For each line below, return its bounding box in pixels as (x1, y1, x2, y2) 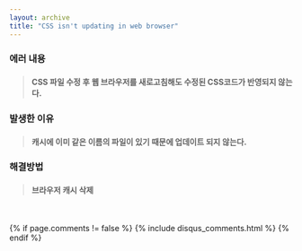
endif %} (9, 232, 42, 243)
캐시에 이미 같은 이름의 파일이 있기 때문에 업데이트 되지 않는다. (31, 136, 247, 147)
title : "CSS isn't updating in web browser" (9, 22, 179, 30)
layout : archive (9, 13, 70, 22)
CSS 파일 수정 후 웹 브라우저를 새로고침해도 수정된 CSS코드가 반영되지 (31, 77, 277, 88)
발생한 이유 (9, 112, 55, 125)
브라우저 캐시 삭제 (31, 185, 94, 195)
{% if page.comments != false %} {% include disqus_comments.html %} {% (9, 222, 289, 233)
